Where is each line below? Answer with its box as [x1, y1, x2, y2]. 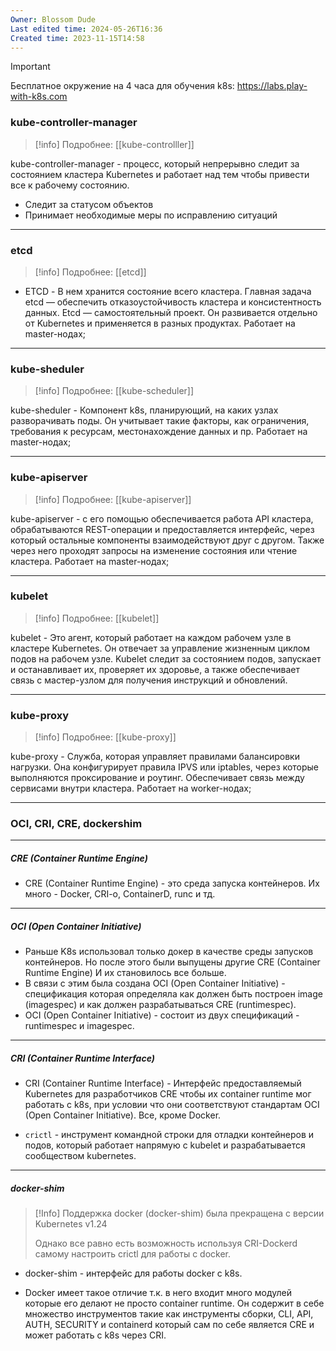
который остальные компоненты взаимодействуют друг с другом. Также [10, 534, 325, 546]
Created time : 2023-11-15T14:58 [10, 33, 145, 43]
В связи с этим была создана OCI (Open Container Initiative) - [24, 977, 286, 990]
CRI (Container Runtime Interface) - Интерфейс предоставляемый [24, 1077, 302, 1090]
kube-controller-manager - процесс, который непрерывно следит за [10, 157, 300, 170]
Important [10, 61, 51, 73]
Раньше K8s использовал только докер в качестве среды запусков [24, 946, 314, 958]
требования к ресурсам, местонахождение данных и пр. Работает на [10, 426, 308, 438]
